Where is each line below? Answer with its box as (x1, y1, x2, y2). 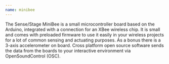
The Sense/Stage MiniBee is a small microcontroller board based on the (5, 21, 155, 27)
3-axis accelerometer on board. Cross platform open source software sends (5, 42, 164, 48)
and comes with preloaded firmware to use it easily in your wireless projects (5, 31, 164, 37)
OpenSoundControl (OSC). (5, 53, 61, 59)
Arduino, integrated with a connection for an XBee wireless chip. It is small (5, 26, 160, 32)
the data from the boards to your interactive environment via (5, 47, 131, 53)
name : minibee (5, 7, 35, 12)
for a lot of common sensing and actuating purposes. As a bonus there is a (5, 37, 161, 43)
